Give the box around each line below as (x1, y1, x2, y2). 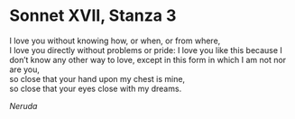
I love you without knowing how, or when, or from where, (9, 35, 221, 46)
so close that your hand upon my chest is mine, (9, 73, 186, 84)
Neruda (9, 100, 38, 111)
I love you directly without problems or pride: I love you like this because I (9, 44, 282, 55)
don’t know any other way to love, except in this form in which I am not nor (9, 54, 287, 65)
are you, (9, 64, 41, 75)
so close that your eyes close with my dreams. (9, 83, 182, 94)
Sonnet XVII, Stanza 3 (9, 5, 177, 26)
